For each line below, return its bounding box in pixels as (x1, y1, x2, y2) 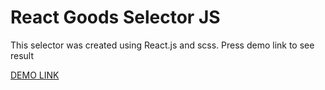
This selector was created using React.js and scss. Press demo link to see (10, 39, 315, 51)
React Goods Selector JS (10, 6, 221, 29)
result (10, 49, 35, 61)
